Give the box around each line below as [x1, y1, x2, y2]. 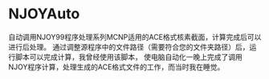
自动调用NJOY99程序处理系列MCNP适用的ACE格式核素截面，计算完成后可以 [8, 32, 262, 41]
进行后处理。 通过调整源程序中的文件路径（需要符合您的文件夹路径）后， [8, 41, 250, 52]
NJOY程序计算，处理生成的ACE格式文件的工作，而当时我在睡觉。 [8, 61, 225, 72]
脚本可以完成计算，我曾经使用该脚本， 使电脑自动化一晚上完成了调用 [14, 52, 243, 61]
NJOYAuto [8, 5, 80, 23]
